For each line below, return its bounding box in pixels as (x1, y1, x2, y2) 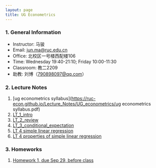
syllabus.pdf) (12, 106, 41, 112)
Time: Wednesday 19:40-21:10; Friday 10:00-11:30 (12, 58, 117, 64)
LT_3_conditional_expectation (12, 122, 74, 128)
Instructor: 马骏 (12, 41, 45, 47)
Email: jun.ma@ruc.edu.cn (12, 47, 68, 53)
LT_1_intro (12, 112, 33, 118)
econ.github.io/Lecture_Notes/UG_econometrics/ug (12, 101, 121, 107)
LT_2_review (12, 117, 39, 123)
